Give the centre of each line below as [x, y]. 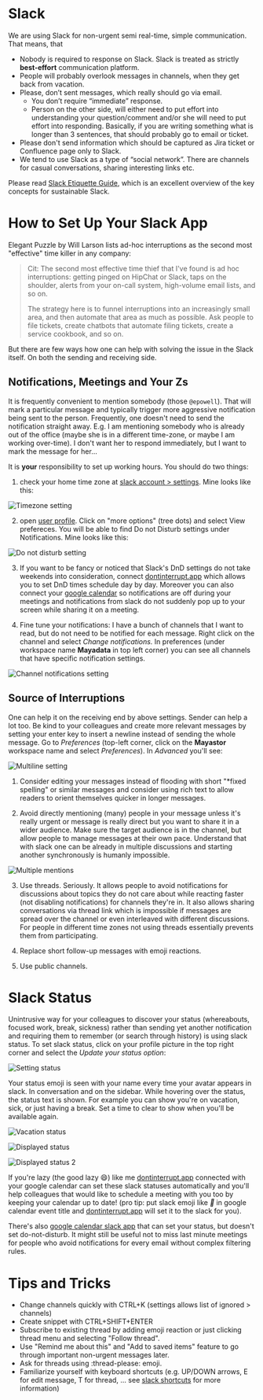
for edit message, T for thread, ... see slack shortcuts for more [120, 1380]
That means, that [36, 43]
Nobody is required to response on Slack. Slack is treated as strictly [129, 59]
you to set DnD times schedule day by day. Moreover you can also [126, 584]
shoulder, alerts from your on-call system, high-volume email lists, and [141, 285]
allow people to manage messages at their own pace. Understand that [133, 838]
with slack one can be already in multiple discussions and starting [126, 846]
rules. [17, 1251]
